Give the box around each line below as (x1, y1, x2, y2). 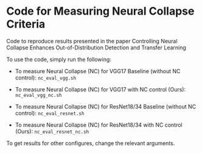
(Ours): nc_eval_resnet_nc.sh (15, 127, 89, 135)
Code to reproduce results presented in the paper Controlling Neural (6, 37, 178, 44)
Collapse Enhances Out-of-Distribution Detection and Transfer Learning (6, 44, 187, 51)
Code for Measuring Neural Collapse (6, 4, 195, 18)
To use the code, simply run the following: (6, 55, 111, 63)
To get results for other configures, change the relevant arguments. (6, 139, 175, 147)
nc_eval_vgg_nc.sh (15, 92, 62, 98)
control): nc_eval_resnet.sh (15, 109, 85, 116)
